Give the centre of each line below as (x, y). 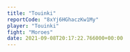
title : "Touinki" (32, 13)
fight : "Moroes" (30, 32)
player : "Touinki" (33, 26)
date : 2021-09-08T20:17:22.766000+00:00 (65, 38)
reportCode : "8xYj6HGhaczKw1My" (53, 20)
